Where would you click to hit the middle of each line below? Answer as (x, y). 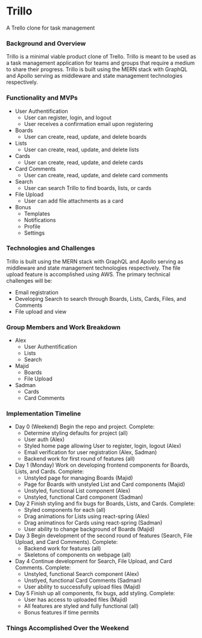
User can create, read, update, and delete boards (85, 136)
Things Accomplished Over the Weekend (68, 628)
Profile (32, 226)
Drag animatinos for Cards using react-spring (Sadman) (93, 523)
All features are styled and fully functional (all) (81, 606)
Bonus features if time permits (62, 613)
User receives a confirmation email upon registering (89, 124)
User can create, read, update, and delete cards (84, 162)
